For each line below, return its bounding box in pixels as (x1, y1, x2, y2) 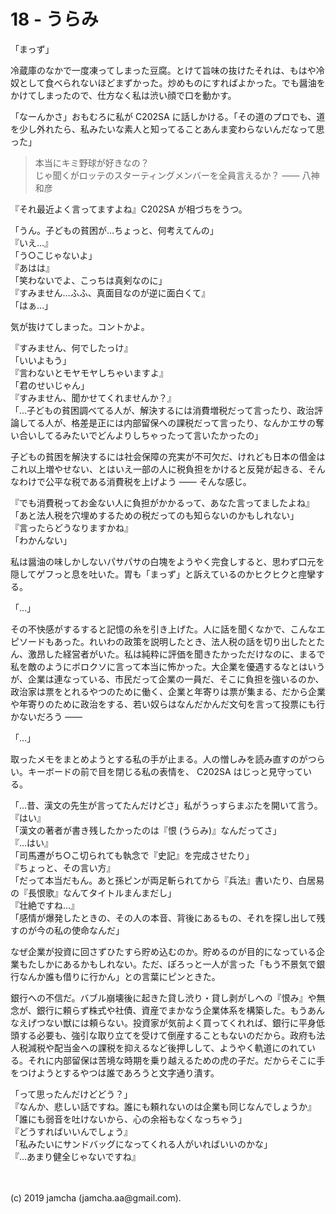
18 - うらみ (10, 8, 99, 31)
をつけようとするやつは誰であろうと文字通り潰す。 (10, 1066, 220, 1079)
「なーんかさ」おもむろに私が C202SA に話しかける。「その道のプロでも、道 (10, 110, 326, 122)
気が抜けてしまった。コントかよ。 (10, 320, 150, 332)
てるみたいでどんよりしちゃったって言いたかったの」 (44, 429, 264, 441)
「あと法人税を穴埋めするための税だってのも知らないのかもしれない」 (10, 509, 300, 521)
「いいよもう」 (10, 354, 72, 366)
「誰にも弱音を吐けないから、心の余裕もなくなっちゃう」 (10, 1113, 247, 1125)
